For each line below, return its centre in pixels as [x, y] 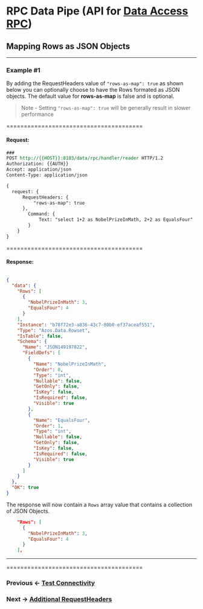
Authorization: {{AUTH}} [37, 164]
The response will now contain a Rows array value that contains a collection [99, 505]
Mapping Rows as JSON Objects [68, 46]
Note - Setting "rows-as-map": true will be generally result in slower [106, 108]
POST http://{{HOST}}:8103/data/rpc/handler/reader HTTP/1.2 [85, 158]
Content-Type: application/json [47, 175]
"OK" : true [25, 488]
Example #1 [23, 70]
